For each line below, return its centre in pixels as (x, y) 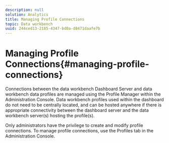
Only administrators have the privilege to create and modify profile (74, 125)
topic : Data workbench (29, 24)
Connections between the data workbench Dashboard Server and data (79, 89)
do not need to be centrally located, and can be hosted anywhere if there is (83, 105)
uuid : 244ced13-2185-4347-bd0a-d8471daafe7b (53, 29)
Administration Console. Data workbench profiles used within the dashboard (84, 100)
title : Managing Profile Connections (45, 19)
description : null (24, 10)
